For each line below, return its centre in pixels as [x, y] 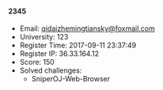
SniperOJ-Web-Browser [71, 79]
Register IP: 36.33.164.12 [59, 54]
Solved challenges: [51, 70]
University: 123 [44, 37]
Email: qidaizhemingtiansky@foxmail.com [87, 28]
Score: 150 [37, 62]
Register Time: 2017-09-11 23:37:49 [78, 45]
